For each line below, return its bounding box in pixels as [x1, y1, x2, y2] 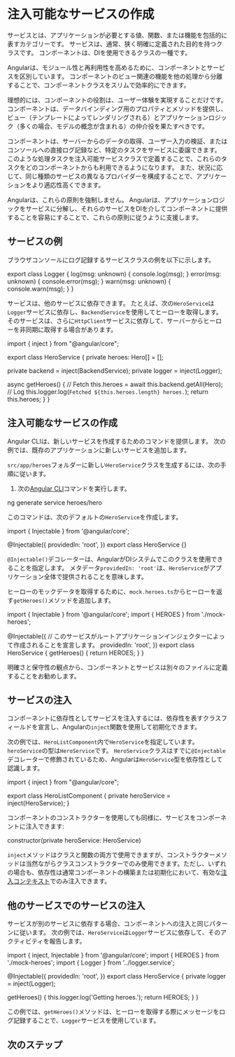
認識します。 [7, 764, 44, 772]
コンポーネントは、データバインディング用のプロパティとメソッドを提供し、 [7, 104, 227, 113]
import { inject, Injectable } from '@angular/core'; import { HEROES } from [7, 951, 219, 960]
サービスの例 [7, 236, 63, 247]
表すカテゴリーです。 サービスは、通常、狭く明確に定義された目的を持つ [7, 39, 217, 48]
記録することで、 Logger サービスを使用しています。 [13, 1016, 160, 1025]
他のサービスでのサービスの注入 [7, 899, 145, 911]
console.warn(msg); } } [7, 285, 74, 293]
